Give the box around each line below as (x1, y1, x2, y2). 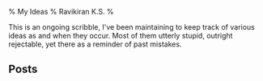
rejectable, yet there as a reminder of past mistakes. (8, 39, 182, 49)
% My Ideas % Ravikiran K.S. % (8, 7, 115, 16)
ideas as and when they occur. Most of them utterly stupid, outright (8, 31, 233, 40)
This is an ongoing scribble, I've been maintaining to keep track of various (8, 22, 255, 31)
